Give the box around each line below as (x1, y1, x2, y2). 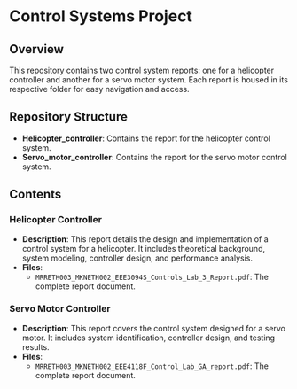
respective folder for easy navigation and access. (9, 84, 190, 94)
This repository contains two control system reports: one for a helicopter (9, 65, 275, 75)
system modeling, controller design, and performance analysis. (21, 253, 253, 263)
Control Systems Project (9, 6, 193, 27)
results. (21, 341, 51, 352)
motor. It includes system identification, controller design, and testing (21, 332, 276, 343)
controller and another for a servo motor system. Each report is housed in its (9, 74, 288, 85)
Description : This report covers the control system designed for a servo (21, 323, 286, 333)
